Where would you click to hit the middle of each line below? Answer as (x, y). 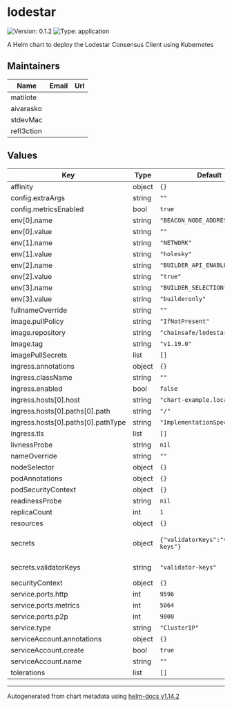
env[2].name (32, 265)
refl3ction (27, 130)
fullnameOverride (39, 310)
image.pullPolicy (37, 321)
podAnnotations (37, 478)
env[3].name (32, 287)
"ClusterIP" (179, 628)
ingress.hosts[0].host (46, 400)
